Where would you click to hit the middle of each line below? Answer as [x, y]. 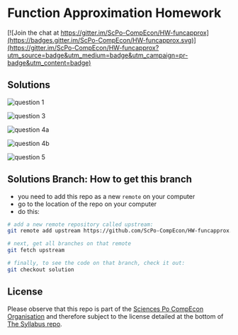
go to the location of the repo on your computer [87, 204]
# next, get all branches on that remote [69, 244]
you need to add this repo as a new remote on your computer [106, 196]
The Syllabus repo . [35, 324]
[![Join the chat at [33, 33]
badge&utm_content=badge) [49, 62]
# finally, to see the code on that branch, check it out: [96, 263]
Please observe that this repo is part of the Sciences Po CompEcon [106, 309]
